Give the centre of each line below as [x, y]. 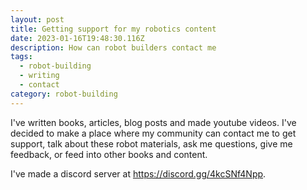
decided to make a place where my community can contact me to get [153, 133]
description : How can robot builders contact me [113, 47]
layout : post [37, 19]
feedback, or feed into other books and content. [109, 154]
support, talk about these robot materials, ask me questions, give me [151, 143]
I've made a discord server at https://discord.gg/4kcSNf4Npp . [138, 173]
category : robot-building [64, 94]
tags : [21, 57]
